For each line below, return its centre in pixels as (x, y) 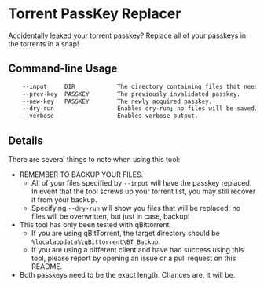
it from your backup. (64, 199)
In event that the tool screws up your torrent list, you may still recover (143, 191)
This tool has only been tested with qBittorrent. (95, 224)
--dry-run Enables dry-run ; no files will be (128, 109)
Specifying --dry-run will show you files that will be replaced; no (136, 208)
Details (26, 140)
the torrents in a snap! (44, 43)
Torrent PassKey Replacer (95, 14)
